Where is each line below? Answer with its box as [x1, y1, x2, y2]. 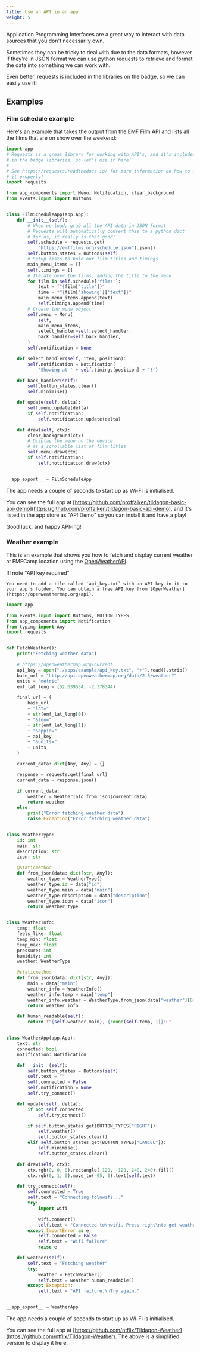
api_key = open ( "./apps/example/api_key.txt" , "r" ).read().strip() [17, 667, 187, 673]
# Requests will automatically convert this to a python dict [27, 228, 185, 234]
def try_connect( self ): [17, 1184, 76, 1189]
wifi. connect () [37, 1216, 76, 1222]
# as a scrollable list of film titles [27, 443, 127, 450]
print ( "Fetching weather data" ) [17, 651, 97, 657]
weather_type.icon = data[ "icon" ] [27, 898, 113, 904]
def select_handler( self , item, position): [17, 355, 127, 361]
